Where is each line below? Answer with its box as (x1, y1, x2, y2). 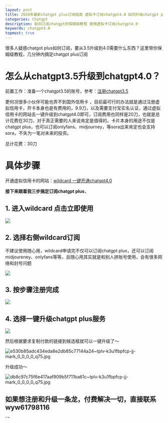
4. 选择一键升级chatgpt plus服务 (5, 314, 106, 323)
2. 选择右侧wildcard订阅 (5, 233, 80, 242)
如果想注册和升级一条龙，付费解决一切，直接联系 (5, 395, 156, 403)
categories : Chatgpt (5, 17, 48, 22)
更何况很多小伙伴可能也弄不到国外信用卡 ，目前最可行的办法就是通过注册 (5, 99, 155, 105)
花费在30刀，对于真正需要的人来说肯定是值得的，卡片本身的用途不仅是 (9, 117, 155, 123)
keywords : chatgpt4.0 (5, 26, 50, 31)
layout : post (5, 7, 32, 13)
